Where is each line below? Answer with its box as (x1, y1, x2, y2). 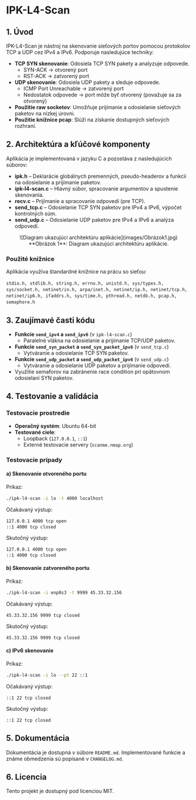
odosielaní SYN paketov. (14, 374, 74, 382)
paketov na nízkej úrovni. (14, 110, 75, 117)
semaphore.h (6, 299, 35, 305)
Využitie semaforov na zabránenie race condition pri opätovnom (14, 368, 170, 375)
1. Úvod (6, 27, 34, 37)
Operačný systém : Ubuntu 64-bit (14, 422, 97, 429)
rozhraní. (14, 123, 36, 129)
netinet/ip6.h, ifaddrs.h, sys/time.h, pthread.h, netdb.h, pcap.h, (6, 293, 177, 299)
